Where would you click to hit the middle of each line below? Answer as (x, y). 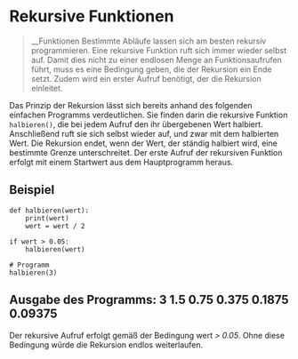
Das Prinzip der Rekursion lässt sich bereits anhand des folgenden (131, 105)
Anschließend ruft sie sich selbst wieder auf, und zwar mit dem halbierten (144, 133)
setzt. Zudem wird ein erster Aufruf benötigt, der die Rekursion (146, 78)
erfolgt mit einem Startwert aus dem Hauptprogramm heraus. (121, 162)
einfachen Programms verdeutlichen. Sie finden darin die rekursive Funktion (149, 115)
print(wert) (47, 218)
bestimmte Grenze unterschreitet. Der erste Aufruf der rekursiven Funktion (146, 152)
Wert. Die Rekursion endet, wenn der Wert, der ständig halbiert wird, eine (143, 143)
